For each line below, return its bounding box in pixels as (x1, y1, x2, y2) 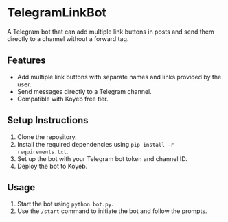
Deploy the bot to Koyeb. (16, 162, 88, 170)
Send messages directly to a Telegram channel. (16, 87, 152, 95)
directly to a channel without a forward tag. (7, 34, 129, 42)
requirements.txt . (16, 147, 69, 156)
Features (7, 55, 46, 66)
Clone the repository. (16, 132, 77, 141)
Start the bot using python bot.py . (16, 200, 113, 208)
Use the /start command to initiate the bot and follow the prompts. (16, 207, 207, 215)
